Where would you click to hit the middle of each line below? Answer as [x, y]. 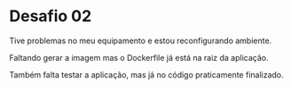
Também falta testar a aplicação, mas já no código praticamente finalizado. [146, 74]
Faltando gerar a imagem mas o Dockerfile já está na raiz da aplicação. [139, 57]
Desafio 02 [51, 16]
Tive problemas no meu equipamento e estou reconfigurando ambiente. [141, 41]
